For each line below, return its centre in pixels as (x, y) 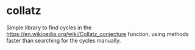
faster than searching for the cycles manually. (64, 40)
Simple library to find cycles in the (49, 27)
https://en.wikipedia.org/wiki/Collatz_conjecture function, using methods (97, 34)
